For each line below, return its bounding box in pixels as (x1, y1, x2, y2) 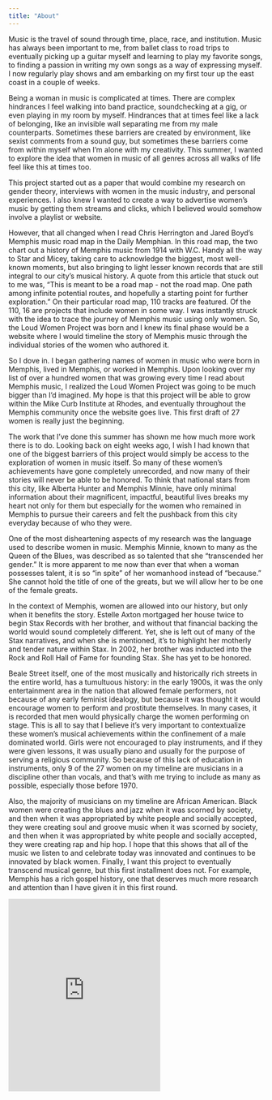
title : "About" (8, 11, 60, 20)
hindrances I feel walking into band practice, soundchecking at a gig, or (8, 101, 248, 111)
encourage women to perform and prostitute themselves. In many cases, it (8, 703, 257, 712)
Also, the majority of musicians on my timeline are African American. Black (8, 796, 257, 806)
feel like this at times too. (8, 161, 91, 171)
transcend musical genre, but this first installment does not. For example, (8, 865, 253, 874)
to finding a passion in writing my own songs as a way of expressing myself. (8, 60, 262, 70)
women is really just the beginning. (8, 415, 125, 426)
